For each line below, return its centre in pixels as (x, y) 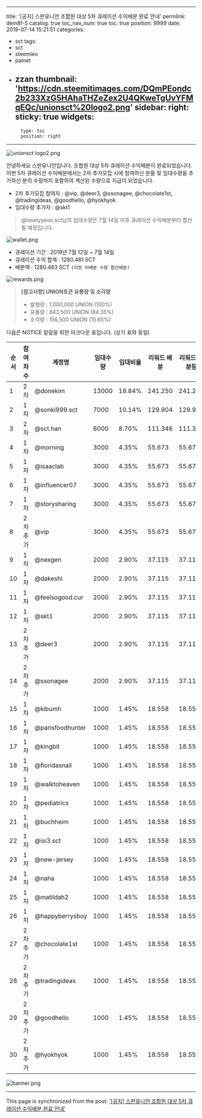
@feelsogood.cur (59, 597)
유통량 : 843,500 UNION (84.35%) (72, 312)
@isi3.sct (48, 840)
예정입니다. (41, 227)
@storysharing (55, 504)
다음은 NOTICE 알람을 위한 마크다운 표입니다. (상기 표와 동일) (78, 332)
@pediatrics (52, 803)
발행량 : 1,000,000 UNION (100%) (71, 304)
